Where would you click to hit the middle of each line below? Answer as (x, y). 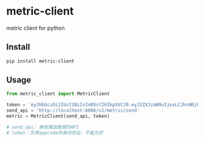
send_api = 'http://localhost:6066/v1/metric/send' (73, 110)
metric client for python (36, 28)
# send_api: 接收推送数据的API (42, 127)
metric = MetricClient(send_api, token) (58, 117)
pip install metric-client (40, 61)
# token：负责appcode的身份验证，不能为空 (55, 133)
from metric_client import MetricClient (58, 94)
